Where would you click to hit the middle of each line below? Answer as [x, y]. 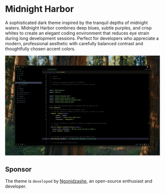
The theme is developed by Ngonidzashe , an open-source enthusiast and [79, 181]
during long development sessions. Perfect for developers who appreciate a [82, 38]
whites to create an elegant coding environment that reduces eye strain [77, 33]
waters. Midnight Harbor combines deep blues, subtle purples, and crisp [79, 28]
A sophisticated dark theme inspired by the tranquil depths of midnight [77, 23]
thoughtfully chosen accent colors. [40, 49]
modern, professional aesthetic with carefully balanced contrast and [74, 43]
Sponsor [18, 169]
